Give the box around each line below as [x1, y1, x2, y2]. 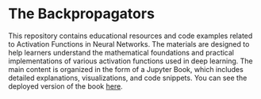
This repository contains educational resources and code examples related [8, 31, 253, 40]
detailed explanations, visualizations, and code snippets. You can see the [8, 73, 248, 82]
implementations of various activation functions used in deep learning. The [8, 56, 254, 66]
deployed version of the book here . [8, 81, 123, 91]
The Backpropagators [8, 5, 155, 23]
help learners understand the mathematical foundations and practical [8, 48, 234, 57]
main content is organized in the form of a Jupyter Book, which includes [8, 64, 244, 74]
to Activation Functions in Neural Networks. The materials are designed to [8, 39, 250, 48]
